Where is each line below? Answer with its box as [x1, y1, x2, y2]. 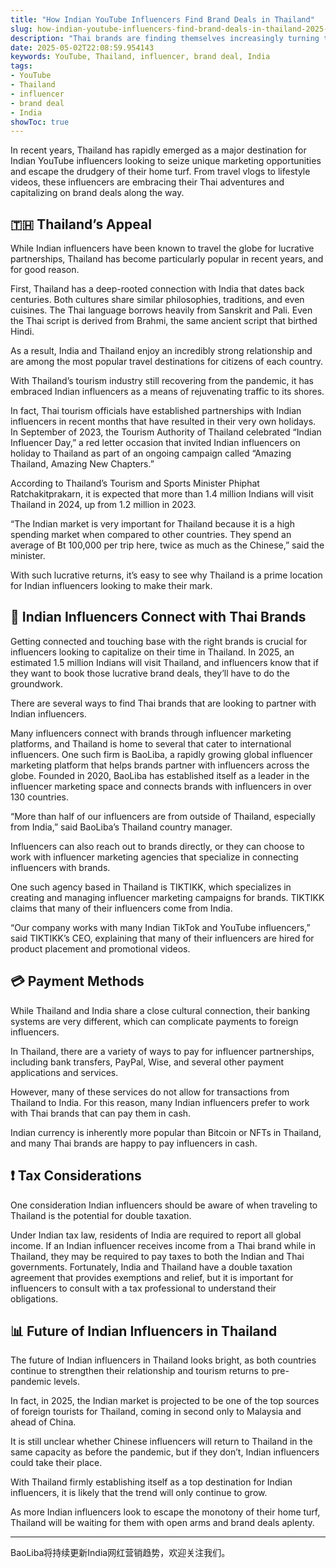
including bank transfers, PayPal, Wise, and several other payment [10, 1056, 285, 1068]
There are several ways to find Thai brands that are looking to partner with [10, 697, 317, 709]
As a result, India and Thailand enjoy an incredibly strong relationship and [10, 345, 313, 357]
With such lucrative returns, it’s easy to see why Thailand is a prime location [10, 569, 323, 581]
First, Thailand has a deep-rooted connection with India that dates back [10, 283, 305, 295]
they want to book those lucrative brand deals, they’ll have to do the [10, 667, 290, 679]
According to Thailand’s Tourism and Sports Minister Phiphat [10, 477, 260, 490]
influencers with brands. [10, 861, 111, 873]
